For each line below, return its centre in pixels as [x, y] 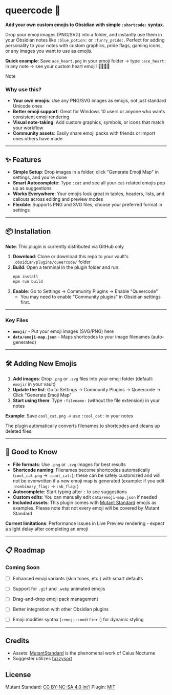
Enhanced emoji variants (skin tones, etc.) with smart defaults [78, 579]
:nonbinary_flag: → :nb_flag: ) [46, 486]
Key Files [17, 320]
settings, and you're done [40, 177]
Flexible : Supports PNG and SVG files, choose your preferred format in [88, 205]
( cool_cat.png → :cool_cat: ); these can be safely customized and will [87, 475]
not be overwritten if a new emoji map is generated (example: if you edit [89, 480]
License [18, 675]
